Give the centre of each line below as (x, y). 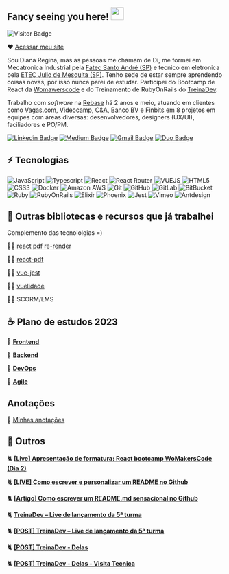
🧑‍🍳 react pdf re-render (39, 246)
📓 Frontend (23, 342)
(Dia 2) (17, 468)
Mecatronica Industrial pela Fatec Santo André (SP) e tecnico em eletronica (113, 67)
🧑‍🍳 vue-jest (24, 273)
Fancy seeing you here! (58, 17)
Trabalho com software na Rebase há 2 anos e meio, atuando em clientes (111, 102)
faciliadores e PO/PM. (38, 124)
